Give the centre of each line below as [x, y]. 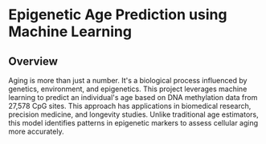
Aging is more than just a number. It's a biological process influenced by [128, 80]
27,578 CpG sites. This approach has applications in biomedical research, [130, 106]
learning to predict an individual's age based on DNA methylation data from [133, 97]
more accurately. [36, 131]
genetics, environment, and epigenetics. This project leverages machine [128, 89]
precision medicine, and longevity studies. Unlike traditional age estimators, [133, 114]
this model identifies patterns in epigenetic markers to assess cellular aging [133, 123]
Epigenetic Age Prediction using [118, 15]
